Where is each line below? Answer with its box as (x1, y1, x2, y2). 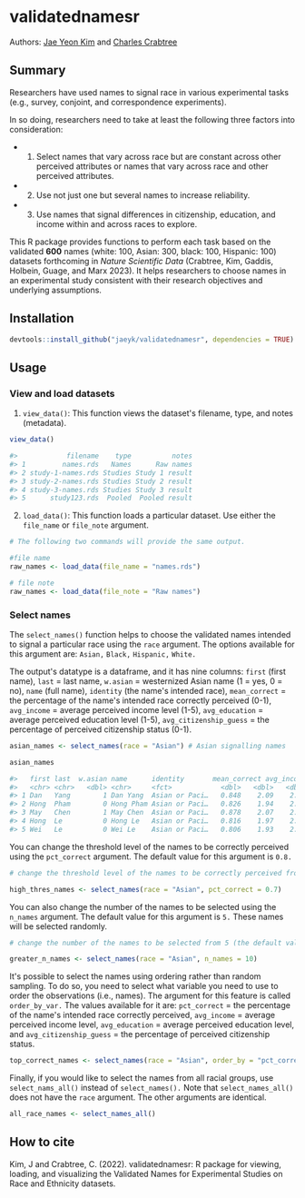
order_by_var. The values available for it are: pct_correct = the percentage (9, 1000, 290, 1011)
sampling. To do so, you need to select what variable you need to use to (9, 981, 279, 992)
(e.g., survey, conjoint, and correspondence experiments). (9, 96, 227, 107)
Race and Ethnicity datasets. (9, 1178, 116, 1189)
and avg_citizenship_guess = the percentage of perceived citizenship (9, 1029, 271, 1040)
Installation (9, 311, 74, 326)
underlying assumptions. (9, 284, 103, 295)
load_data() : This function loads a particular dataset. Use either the (22, 510, 276, 521)
